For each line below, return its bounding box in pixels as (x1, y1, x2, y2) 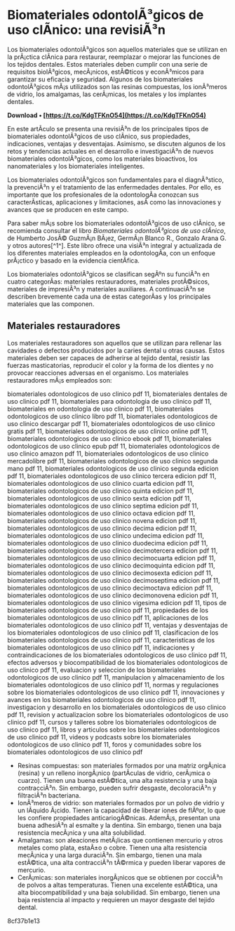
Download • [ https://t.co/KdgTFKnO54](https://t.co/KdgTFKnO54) (7, 111, 206, 119)
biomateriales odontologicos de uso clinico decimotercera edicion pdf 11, (7, 546, 218, 555)
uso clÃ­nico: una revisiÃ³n (7, 22, 166, 38)
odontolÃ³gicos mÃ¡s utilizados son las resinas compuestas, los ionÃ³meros (7, 82, 227, 91)
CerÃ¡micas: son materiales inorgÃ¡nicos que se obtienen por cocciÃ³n (17, 873, 223, 881)
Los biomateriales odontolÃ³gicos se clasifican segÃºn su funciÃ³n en (7, 270, 210, 278)
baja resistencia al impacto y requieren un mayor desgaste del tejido (17, 895, 215, 904)
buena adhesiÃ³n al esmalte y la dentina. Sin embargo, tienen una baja (17, 821, 222, 829)
